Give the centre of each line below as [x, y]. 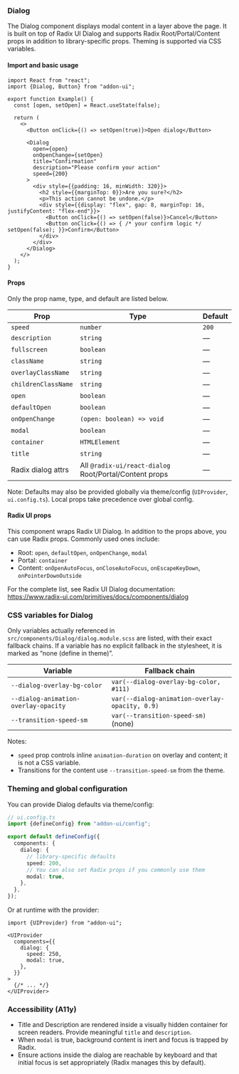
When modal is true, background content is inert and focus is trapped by [123, 1040]
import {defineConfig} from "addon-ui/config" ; [79, 824]
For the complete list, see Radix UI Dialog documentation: [91, 589]
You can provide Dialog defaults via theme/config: [81, 804]
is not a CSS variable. [49, 763]
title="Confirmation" [65, 161]
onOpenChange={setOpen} [68, 155]
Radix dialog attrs [40, 470]
